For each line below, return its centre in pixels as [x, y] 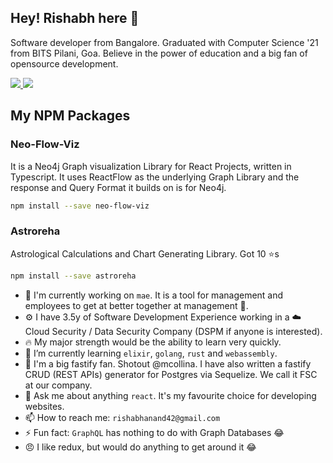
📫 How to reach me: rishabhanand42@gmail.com [122, 417]
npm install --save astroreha [73, 276]
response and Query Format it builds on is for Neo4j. [118, 187]
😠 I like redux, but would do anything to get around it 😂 [140, 447]
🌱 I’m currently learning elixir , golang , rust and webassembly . [151, 353]
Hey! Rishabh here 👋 [75, 18]
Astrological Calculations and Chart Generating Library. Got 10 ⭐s [145, 253]
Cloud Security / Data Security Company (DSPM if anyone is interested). [173, 331]
